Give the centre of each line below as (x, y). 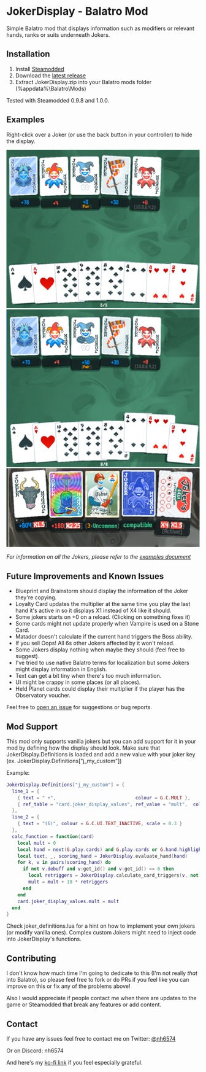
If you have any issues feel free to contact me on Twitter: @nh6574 (91, 1038)
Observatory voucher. (43, 696)
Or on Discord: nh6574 (35, 1051)
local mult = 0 (37, 843)
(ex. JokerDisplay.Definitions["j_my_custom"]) (64, 761)
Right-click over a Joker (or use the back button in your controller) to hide (99, 134)
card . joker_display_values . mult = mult (68, 901)
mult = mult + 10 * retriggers (68, 882)
